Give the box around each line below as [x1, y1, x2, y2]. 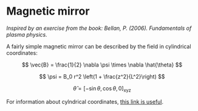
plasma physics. [6, 30, 47, 38]
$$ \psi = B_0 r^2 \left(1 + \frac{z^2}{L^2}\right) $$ [39, 73, 165, 80]
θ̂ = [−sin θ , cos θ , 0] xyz [72, 84, 132, 93]
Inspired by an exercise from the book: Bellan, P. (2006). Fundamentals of [6, 24, 192, 32]
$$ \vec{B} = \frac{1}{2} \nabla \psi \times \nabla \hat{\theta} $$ [21, 61, 183, 68]
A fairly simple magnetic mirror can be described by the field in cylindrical [6, 43, 191, 50]
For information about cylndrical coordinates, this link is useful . [6, 98, 164, 105]
